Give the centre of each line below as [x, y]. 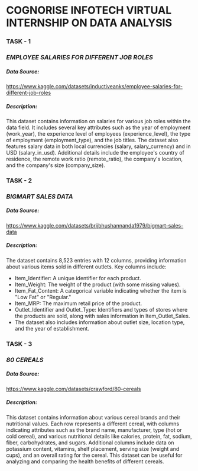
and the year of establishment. [52, 328]
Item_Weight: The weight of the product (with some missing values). [98, 284]
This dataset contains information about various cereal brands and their [93, 417]
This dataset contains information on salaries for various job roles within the [98, 121]
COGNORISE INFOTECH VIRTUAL [89, 10]
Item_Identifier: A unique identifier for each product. [78, 278]
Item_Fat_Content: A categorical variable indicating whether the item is [101, 290]
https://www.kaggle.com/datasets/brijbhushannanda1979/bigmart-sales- [95, 225]
